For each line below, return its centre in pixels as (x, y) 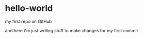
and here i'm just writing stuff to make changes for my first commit (71, 30)
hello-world (29, 8)
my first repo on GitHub (28, 21)
